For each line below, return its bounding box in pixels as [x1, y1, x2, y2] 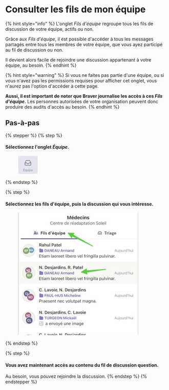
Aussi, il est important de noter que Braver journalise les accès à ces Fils [5, 93, 163, 99]
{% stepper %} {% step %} [5, 132, 62, 138]
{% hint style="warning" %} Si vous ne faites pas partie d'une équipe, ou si [5, 72, 164, 78]
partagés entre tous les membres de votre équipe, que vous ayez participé [5, 41, 163, 47]
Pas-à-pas [5, 119, 40, 128]
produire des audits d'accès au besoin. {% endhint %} [5, 104, 120, 110]
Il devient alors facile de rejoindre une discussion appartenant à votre [5, 56, 152, 63]
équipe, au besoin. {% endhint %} [5, 62, 77, 68]
